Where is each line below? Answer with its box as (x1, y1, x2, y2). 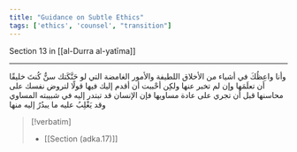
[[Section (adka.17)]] (43, 133, 118, 144)
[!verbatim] (30, 116, 72, 126)
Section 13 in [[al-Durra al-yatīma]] (9, 45, 136, 56)
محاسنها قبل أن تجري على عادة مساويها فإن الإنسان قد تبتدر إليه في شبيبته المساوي (9, 89, 285, 100)
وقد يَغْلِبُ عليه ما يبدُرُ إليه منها (9, 99, 106, 110)
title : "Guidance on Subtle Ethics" (9, 12, 144, 22)
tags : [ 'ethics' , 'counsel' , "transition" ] (9, 21, 172, 30)
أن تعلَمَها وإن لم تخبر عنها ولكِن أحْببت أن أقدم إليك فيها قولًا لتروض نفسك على (9, 80, 265, 91)
